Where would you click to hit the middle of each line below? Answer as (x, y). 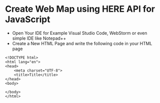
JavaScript (28, 19)
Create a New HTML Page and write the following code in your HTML (82, 43)
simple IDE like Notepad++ (39, 38)
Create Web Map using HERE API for (80, 9)
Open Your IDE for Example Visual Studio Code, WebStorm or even (80, 33)
